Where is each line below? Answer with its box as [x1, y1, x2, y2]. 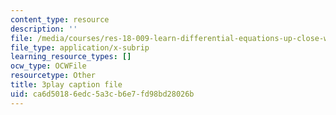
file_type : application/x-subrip [10, 42, 150, 53]
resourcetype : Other [10, 71, 97, 81]
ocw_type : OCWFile [10, 61, 87, 71]
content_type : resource [10, 14, 110, 25]
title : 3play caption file [10, 80, 123, 90]
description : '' [10, 24, 78, 34]
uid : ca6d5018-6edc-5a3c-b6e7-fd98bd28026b [10, 89, 195, 99]
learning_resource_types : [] [10, 52, 132, 62]
